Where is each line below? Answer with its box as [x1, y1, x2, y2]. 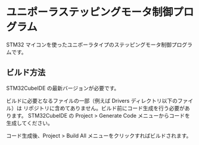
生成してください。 [6, 119, 54, 127]
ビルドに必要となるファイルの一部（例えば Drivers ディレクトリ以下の [6, 97, 178, 104]
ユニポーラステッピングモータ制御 [6, 5, 173, 19]
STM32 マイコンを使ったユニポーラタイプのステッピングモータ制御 [6, 41, 172, 48]
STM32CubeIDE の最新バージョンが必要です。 [6, 84, 120, 92]
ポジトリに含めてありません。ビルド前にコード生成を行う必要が [28, 105, 185, 112]
